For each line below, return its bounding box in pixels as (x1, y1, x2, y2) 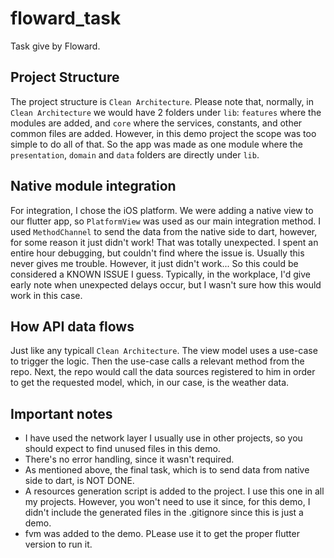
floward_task (10, 7, 122, 30)
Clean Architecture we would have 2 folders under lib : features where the (10, 106, 322, 118)
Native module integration (10, 178, 177, 195)
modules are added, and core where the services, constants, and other (10, 117, 303, 129)
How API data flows (10, 318, 135, 335)
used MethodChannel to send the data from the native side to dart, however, (10, 225, 318, 237)
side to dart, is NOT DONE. (24, 475, 135, 487)
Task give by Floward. (10, 40, 101, 52)
